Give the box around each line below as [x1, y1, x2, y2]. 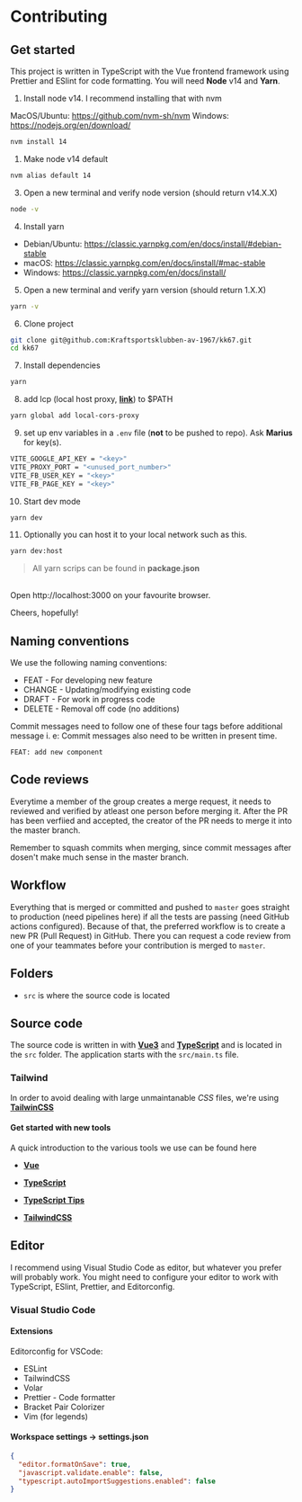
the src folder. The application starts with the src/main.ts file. [10, 1050, 239, 1060]
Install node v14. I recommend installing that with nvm [22, 93, 223, 103]
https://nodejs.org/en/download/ [10, 120, 131, 130]
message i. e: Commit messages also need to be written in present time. [10, 730, 278, 741]
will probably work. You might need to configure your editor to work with [10, 1271, 279, 1283]
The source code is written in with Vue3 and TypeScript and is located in [10, 1040, 282, 1051]
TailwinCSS [10, 1102, 55, 1113]
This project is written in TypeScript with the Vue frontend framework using [10, 66, 289, 76]
